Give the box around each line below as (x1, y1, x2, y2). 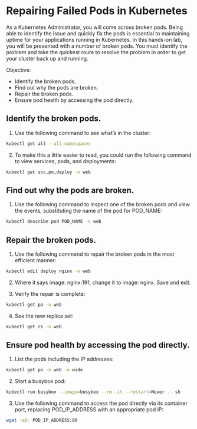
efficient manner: (14, 257, 57, 263)
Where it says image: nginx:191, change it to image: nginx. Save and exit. (14, 279, 191, 286)
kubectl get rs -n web (6, 324, 62, 329)
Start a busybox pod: (14, 378, 66, 385)
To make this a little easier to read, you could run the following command (14, 151, 192, 159)
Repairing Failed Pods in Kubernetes (6, 4, 188, 18)
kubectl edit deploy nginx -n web (6, 268, 91, 274)
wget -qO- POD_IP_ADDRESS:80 (6, 417, 78, 424)
